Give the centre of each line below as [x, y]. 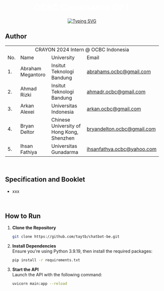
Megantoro [33, 74]
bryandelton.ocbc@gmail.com [121, 129]
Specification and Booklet [45, 179]
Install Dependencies [34, 246]
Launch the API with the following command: [57, 275]
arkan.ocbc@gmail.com [114, 108]
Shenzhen [63, 138]
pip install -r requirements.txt [46, 260]
